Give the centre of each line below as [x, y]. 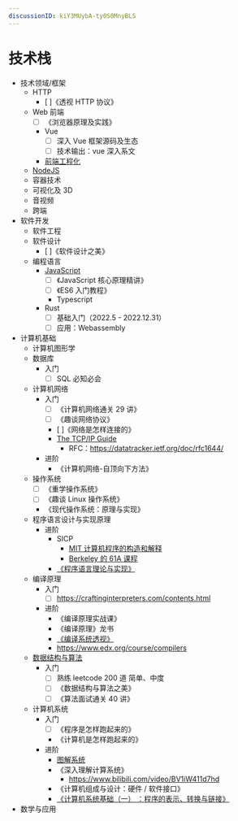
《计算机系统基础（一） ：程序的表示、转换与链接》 [143, 798]
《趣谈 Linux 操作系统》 [84, 499]
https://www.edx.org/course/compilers [121, 648]
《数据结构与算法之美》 [96, 689]
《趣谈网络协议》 [85, 419]
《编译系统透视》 [85, 639]
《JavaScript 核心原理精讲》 [102, 280]
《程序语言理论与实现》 [96, 569]
